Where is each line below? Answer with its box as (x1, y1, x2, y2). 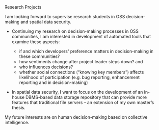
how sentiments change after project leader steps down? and (19, 59, 143, 64)
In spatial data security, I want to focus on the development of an (11, 89, 143, 95)
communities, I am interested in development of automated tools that (11, 34, 151, 39)
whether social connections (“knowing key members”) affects (19, 69, 144, 75)
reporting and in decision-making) (19, 79, 88, 85)
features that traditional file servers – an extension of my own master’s (11, 100, 154, 105)
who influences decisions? (19, 64, 73, 70)
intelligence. (4, 120, 29, 125)
